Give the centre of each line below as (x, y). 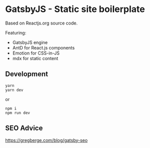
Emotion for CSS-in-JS (36, 53)
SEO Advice (24, 128)
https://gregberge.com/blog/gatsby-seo (46, 140)
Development (27, 74)
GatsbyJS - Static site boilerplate (75, 9)
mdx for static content (35, 58)
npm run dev (18, 113)
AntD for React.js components (44, 47)
